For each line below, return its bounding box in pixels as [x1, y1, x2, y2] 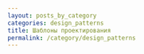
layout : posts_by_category [7, 11, 97, 20]
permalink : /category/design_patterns [7, 33, 136, 42]
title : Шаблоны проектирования [7, 26, 111, 34]
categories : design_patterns [7, 19, 104, 27]
